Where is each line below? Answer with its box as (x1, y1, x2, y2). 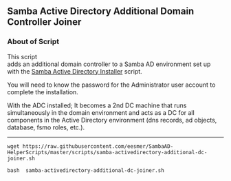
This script (7, 52, 38, 61)
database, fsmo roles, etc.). (7, 123, 85, 131)
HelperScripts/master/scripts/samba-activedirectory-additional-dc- (7, 149, 208, 156)
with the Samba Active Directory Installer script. (7, 67, 142, 75)
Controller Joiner (7, 17, 82, 28)
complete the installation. (7, 87, 79, 96)
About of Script (7, 37, 60, 47)
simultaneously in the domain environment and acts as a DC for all (7, 108, 195, 116)
